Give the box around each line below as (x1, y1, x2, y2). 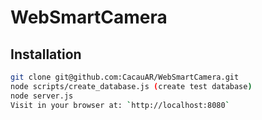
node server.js (10, 91, 74, 101)
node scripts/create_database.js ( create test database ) (10, 81, 253, 91)
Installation (10, 46, 82, 63)
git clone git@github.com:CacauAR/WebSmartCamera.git (10, 72, 240, 82)
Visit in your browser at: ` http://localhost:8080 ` (10, 100, 230, 110)
